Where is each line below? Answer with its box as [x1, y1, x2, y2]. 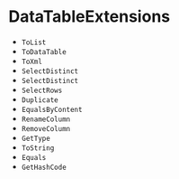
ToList [21, 38, 47, 47]
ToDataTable [21, 47, 67, 56]
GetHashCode [21, 163, 67, 172]
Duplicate [21, 95, 59, 105]
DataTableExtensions [8, 6, 171, 27]
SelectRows [21, 86, 63, 95]
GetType [21, 134, 50, 143]
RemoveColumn [21, 124, 71, 133]
